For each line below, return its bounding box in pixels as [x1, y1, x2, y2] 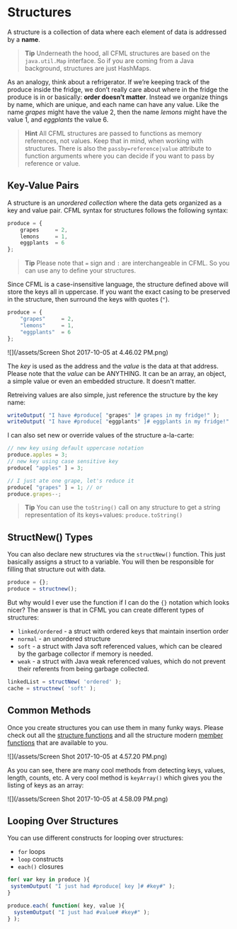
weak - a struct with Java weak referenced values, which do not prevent [17, 656, 226, 666]
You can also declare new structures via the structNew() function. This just [7, 550, 226, 559]
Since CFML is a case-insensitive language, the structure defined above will [7, 280, 229, 289]
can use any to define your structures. [24, 266, 137, 275]
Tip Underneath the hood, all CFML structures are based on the [24, 49, 211, 57]
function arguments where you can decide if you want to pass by [24, 152, 214, 160]
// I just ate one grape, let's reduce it [7, 477, 134, 484]
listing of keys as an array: [7, 780, 84, 790]
